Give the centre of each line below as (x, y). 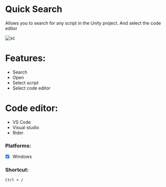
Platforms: (18, 145)
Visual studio (26, 127)
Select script (25, 82)
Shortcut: (17, 170)
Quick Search (34, 9)
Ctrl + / (14, 180)
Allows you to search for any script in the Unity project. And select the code (83, 23)
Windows (22, 156)
